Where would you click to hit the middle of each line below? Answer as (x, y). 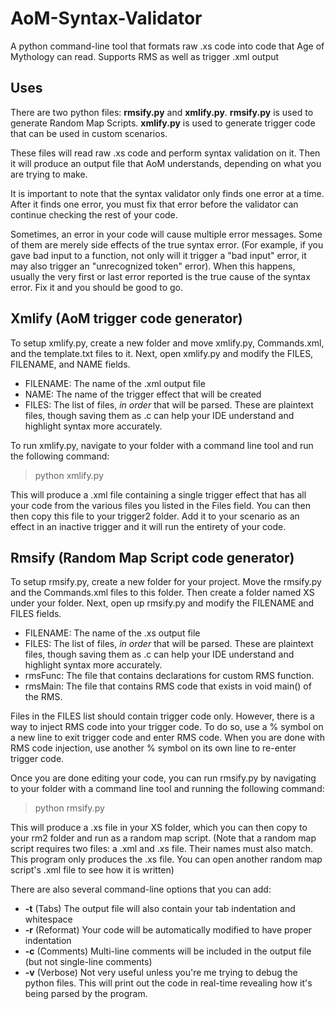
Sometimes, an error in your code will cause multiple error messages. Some (166, 234)
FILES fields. (36, 614)
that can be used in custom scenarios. (89, 133)
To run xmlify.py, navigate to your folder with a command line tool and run (162, 445)
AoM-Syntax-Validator (106, 18)
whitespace (48, 919)
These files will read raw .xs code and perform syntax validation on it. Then (165, 153)
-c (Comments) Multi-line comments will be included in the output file (168, 951)
